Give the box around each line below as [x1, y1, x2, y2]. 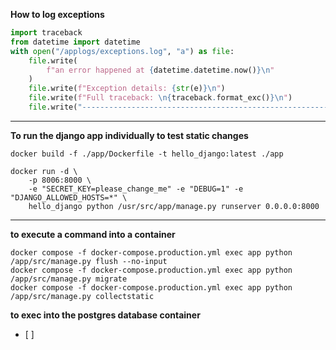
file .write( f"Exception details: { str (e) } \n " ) [28, 84, 226, 94]
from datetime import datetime [10, 37, 141, 47]
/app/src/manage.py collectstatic [10, 291, 155, 301]
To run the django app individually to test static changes [10, 129, 249, 141]
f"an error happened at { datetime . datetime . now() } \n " [46, 65, 275, 75]
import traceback [10, 28, 83, 38]
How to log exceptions [10, 9, 105, 20]
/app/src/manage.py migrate [10, 274, 128, 284]
